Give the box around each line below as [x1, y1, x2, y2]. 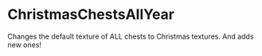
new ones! [7, 39, 41, 49]
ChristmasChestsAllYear [7, 6, 175, 24]
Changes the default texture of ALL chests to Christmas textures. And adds [7, 32, 254, 41]
